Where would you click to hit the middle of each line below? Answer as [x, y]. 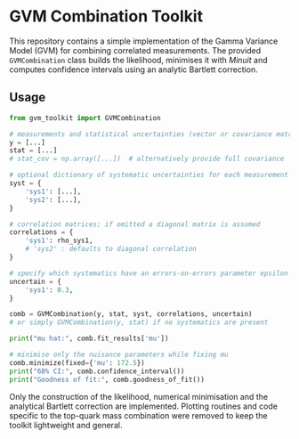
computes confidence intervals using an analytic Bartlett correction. [133, 69]
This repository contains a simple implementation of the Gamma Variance [144, 41]
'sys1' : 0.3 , [49, 290]
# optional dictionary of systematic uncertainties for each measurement [149, 175]
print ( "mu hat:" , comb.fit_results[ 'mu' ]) [89, 339]
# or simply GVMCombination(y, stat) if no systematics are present [139, 322]
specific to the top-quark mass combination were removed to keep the [138, 415]
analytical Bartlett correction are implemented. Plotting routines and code [144, 406]
